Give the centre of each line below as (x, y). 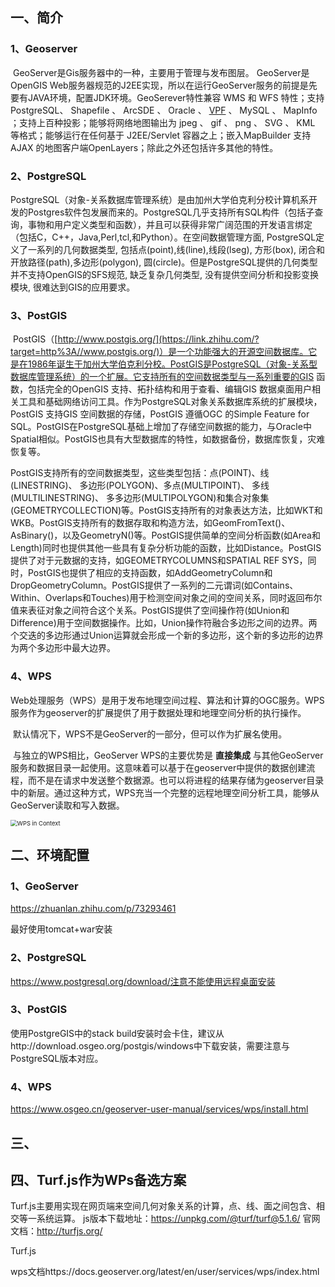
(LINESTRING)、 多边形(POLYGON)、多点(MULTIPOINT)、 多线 (140, 485)
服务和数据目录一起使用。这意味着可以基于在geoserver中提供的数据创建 (158, 767)
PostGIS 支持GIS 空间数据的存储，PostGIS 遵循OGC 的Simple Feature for (160, 414)
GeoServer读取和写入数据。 (67, 805)
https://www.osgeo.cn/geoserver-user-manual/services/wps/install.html (159, 1109)
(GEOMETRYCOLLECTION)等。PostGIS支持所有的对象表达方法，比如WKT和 (166, 510)
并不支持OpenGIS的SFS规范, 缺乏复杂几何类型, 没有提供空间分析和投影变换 (165, 274)
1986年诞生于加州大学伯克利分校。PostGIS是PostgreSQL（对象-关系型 (172, 364)
